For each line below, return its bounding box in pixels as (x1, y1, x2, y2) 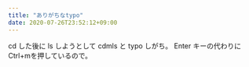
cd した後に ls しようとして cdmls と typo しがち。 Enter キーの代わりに (8, 41, 242, 51)
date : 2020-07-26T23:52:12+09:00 (8, 19, 118, 26)
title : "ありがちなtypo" (8, 11, 84, 19)
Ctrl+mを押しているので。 (8, 51, 93, 60)
